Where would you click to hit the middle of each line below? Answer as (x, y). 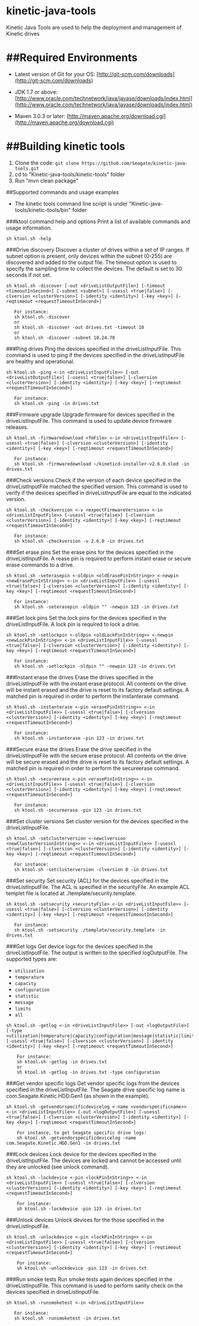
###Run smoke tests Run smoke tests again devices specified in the (89, 1279)
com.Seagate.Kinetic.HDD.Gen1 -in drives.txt (63, 1143)
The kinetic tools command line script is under (71, 204)
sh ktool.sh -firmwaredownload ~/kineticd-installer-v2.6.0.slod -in (102, 464)
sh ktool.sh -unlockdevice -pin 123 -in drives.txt (82, 1268)
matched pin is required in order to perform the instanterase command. (93, 696)
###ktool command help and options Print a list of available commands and (98, 221)
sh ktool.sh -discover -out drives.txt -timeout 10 (79, 327)
